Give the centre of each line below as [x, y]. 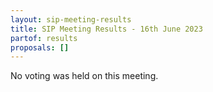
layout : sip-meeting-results [71, 19]
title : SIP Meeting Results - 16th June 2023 [106, 29]
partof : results [44, 38]
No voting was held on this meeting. [84, 76]
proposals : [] [40, 47]
